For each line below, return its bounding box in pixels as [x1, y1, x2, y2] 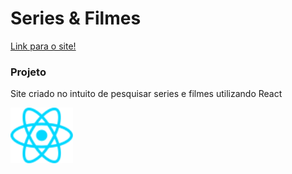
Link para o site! [10, 40, 77, 52]
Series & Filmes [10, 7, 142, 30]
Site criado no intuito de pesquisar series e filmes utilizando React [10, 88, 283, 100]
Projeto [10, 65, 47, 79]
